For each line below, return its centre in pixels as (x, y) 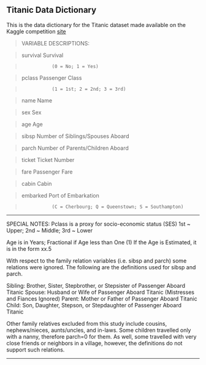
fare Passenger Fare (47, 172)
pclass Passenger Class (51, 78)
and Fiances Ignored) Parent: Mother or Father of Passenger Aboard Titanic (102, 298)
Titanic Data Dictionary (51, 10)
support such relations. (36, 350)
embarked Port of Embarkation (60, 195)
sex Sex (31, 112)
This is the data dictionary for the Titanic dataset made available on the (96, 25)
